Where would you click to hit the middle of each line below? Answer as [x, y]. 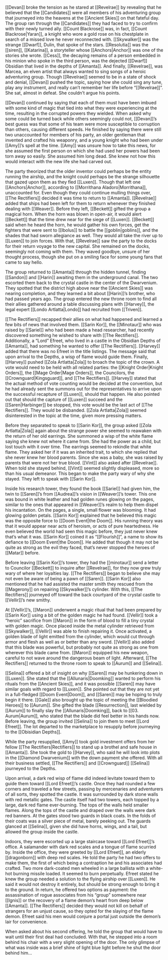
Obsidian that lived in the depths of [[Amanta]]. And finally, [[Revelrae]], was [84, 66]
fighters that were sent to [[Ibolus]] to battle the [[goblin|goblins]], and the [82, 230]
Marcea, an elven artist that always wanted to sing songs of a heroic [76, 72]
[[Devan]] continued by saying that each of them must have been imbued [81, 102]
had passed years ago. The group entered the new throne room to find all [81, 299]
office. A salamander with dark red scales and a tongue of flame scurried [81, 847]
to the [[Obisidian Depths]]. [33, 732]
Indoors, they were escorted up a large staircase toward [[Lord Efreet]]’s [80, 841]
